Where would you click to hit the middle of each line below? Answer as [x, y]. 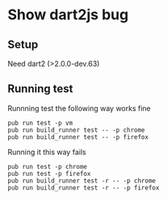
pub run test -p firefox [49, 173]
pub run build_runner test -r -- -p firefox [83, 188]
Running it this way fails [47, 152]
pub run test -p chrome [48, 166]
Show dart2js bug [68, 15]
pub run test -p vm [40, 123]
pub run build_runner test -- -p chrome [77, 130]
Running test [40, 89]
